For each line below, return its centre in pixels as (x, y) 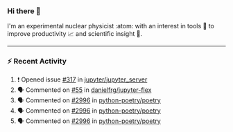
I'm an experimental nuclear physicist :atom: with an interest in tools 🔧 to (111, 26)
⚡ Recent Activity (37, 62)
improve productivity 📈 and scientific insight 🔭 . (75, 34)
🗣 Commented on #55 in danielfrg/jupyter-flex (84, 90)
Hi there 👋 (24, 11)
